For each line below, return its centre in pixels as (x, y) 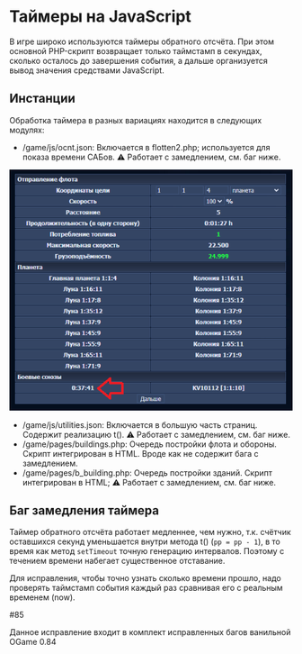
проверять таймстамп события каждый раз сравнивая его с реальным (146, 588)
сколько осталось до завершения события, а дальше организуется (138, 60)
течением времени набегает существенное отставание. (117, 561)
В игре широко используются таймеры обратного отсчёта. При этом (142, 41)
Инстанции (42, 99)
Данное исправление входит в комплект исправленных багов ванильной (150, 632)
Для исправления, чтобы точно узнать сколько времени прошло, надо (145, 578)
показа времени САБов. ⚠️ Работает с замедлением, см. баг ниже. (151, 157)
